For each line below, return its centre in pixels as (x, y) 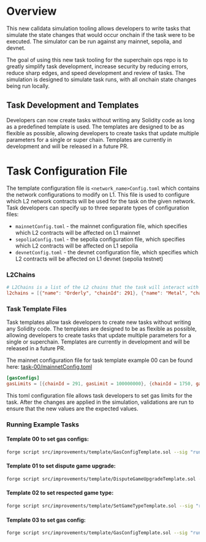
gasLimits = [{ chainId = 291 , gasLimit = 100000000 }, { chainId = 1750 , (100, 383)
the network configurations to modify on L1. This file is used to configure (98, 194)
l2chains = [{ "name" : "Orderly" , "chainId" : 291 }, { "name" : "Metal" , (97, 293)
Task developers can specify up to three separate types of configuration (98, 208)
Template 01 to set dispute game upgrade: (61, 466)
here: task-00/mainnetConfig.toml (49, 367)
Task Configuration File (67, 171)
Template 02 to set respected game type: (60, 493)
